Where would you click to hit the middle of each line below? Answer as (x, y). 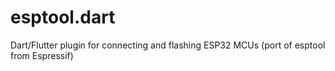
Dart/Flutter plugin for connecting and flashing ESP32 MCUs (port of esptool (168, 45)
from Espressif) (42, 55)
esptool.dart (63, 17)
